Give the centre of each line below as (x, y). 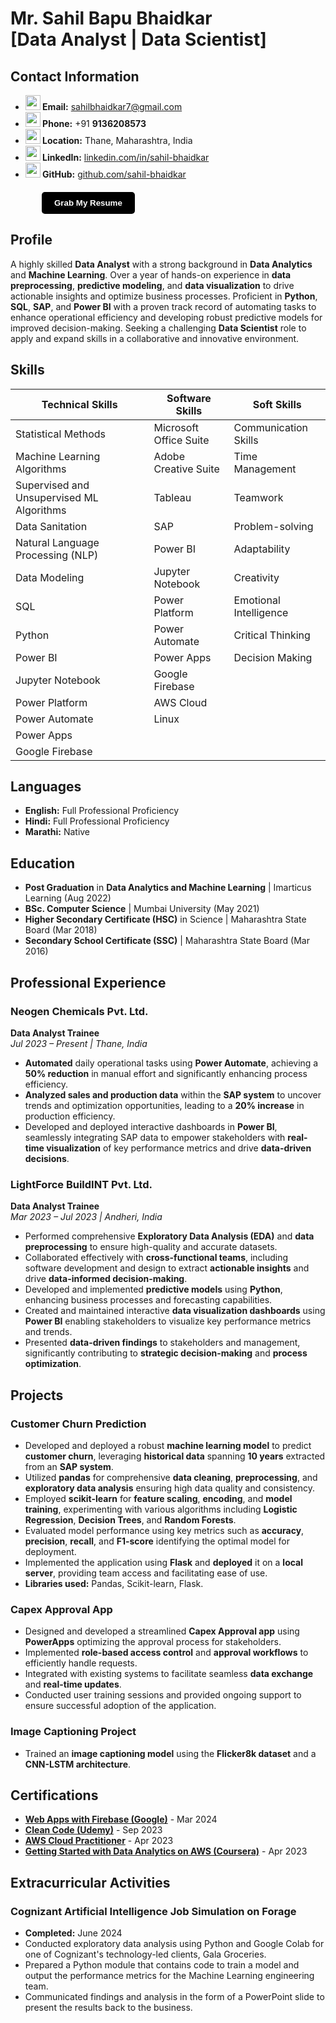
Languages (46, 787)
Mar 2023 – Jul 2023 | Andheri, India (86, 1217)
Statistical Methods (60, 434)
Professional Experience (88, 982)
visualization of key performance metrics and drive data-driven (179, 1148)
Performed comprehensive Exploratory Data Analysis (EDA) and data (169, 1236)
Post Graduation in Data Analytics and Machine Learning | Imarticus (168, 888)
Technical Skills (79, 404)
